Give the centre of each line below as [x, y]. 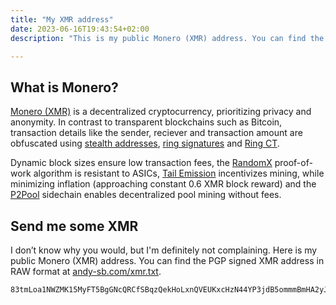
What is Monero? [64, 87]
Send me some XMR [74, 226]
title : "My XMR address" [62, 19]
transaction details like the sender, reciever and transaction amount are [156, 133]
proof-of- [293, 163]
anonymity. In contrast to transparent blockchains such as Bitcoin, [146, 122]
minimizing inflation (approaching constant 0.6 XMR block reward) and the [163, 184]
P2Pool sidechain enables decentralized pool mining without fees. [146, 195]
